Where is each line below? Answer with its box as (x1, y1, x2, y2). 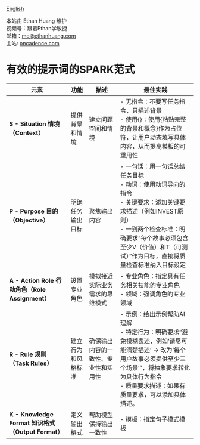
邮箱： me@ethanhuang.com (6, 32, 76, 39)
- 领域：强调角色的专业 (120, 289, 186, 298)
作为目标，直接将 (132, 252, 180, 260)
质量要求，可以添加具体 (120, 390, 186, 398)
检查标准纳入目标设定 (126, 261, 186, 269)
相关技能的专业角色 (126, 280, 180, 289)
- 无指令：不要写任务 (120, 97, 180, 106)
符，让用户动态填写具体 (120, 133, 186, 141)
